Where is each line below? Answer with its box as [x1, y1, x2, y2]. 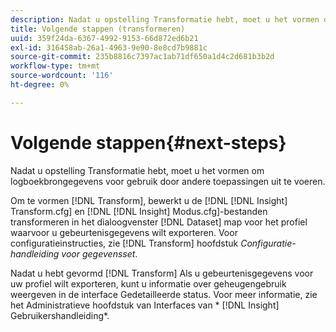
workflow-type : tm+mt [10, 61, 101, 71]
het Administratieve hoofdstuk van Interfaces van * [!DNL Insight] [10, 299, 280, 311]
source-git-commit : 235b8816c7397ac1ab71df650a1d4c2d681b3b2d [10, 52, 275, 62]
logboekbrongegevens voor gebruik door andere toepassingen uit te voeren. [10, 175, 326, 187]
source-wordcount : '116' [10, 71, 114, 81]
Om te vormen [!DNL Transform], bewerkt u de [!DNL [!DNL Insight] [10, 194, 288, 206]
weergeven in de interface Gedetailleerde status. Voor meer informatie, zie [10, 288, 318, 300]
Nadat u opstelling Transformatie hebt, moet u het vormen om [10, 164, 265, 176]
